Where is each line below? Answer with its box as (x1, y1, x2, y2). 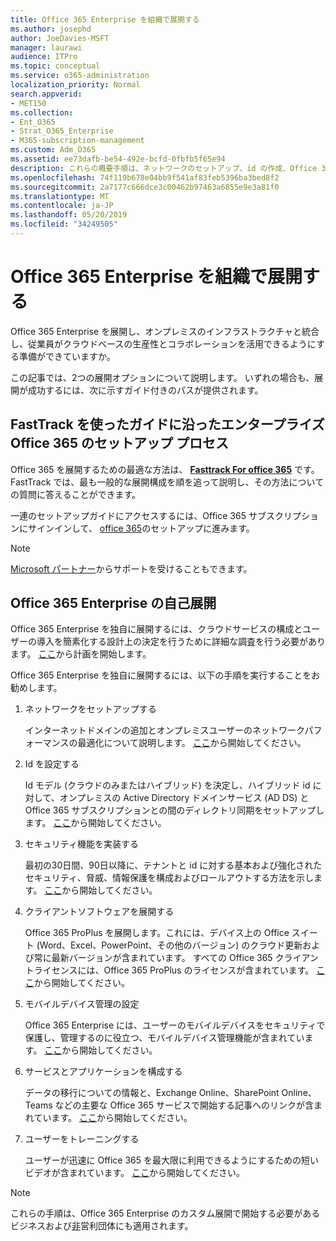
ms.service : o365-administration (10, 71, 150, 81)
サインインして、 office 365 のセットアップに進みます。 (27, 522, 255, 534)
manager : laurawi (10, 42, 83, 53)
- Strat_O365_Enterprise (10, 126, 114, 136)
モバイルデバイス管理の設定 (24, 998, 140, 1010)
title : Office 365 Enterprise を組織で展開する (10, 14, 200, 25)
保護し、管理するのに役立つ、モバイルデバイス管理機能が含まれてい (24, 1032, 305, 1044)
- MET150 (10, 98, 47, 108)
